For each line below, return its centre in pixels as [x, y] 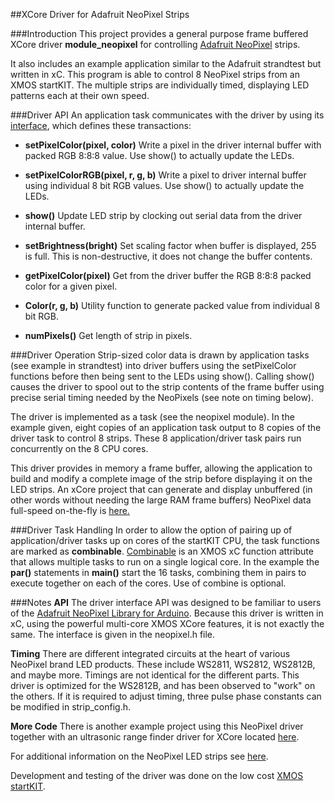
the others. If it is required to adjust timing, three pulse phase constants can [166, 696]
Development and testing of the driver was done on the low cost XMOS [157, 775]
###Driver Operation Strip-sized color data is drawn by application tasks [160, 355]
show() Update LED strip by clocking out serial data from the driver [163, 215]
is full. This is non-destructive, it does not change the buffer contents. [168, 256]
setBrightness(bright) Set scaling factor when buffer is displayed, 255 [170, 245]
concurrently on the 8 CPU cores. [79, 448]
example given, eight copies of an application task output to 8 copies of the [166, 427]
